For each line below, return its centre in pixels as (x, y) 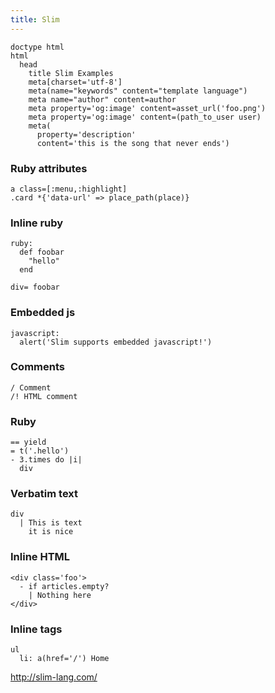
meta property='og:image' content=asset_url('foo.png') (147, 108)
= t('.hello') (40, 451)
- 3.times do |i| (46, 460)
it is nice (51, 532)
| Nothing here (60, 595)
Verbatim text (44, 494)
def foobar (42, 252)
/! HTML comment (44, 396)
